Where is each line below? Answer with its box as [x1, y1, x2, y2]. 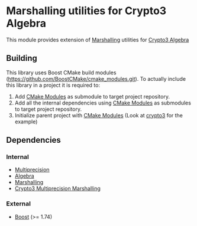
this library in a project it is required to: [6, 81, 101, 89]
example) [14, 118, 38, 125]
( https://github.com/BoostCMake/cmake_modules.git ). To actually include [6, 75, 186, 82]
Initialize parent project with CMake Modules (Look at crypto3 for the [14, 112, 183, 119]
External [6, 199, 31, 208]
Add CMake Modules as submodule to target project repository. [14, 93, 170, 100]
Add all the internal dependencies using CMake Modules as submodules [14, 99, 191, 106]
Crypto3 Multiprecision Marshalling [14, 185, 101, 192]
